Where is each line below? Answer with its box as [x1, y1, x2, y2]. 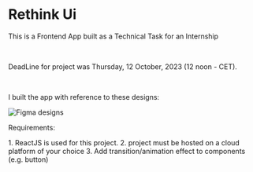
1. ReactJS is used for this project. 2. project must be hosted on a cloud [8, 137, 240, 147]
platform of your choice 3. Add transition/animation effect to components [8, 146, 246, 156]
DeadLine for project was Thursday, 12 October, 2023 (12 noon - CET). [8, 61, 238, 71]
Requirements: [8, 123, 55, 132]
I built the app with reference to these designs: [8, 92, 160, 101]
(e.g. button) [8, 155, 49, 164]
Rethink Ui [8, 5, 77, 24]
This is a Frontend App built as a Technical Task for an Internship [8, 31, 219, 41]
